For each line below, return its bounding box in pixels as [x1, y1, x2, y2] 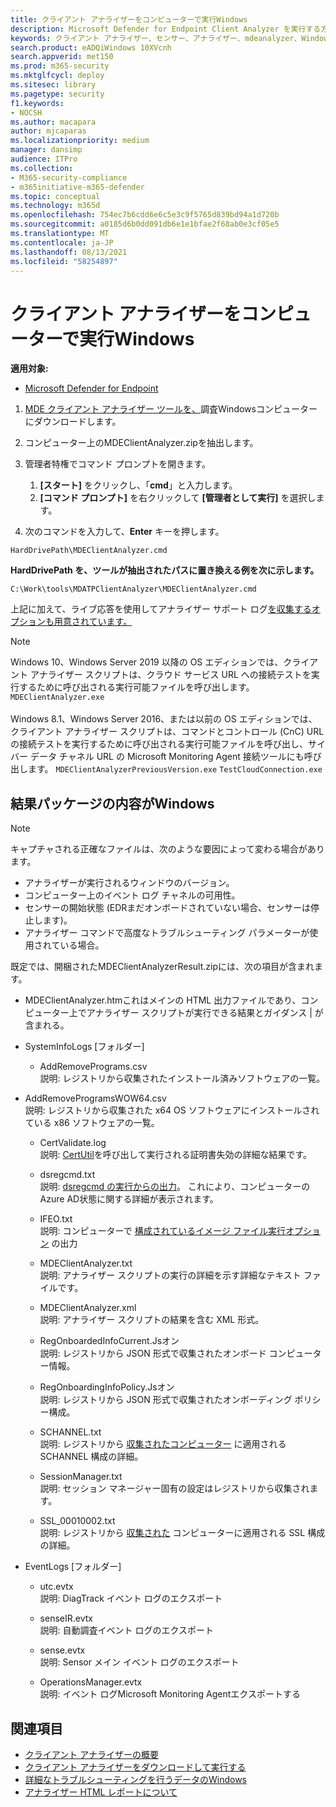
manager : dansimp [10, 145, 83, 155]
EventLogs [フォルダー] [24, 1561, 122, 1573]
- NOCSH [10, 107, 43, 118]
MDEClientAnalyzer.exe [10, 692, 105, 703]
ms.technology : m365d [10, 201, 101, 211]
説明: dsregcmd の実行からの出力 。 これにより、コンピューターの [39, 1181, 311, 1193]
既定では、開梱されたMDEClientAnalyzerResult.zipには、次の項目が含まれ [10, 961, 315, 973]
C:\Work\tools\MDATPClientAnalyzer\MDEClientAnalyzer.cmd [10, 584, 257, 595]
